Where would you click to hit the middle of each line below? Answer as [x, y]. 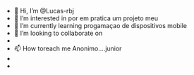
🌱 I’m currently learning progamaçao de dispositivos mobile [100, 26]
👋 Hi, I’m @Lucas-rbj [44, 11]
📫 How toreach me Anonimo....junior [68, 48]
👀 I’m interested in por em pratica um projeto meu [86, 18]
